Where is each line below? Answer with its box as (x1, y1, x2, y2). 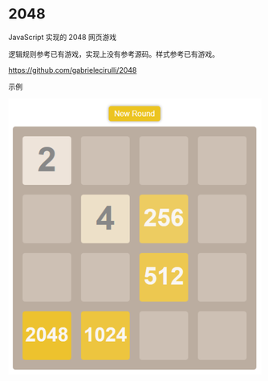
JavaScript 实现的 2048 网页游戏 (8, 32, 117, 42)
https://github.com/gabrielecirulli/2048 (8, 65, 137, 74)
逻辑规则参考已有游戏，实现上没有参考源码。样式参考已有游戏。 (8, 49, 219, 58)
